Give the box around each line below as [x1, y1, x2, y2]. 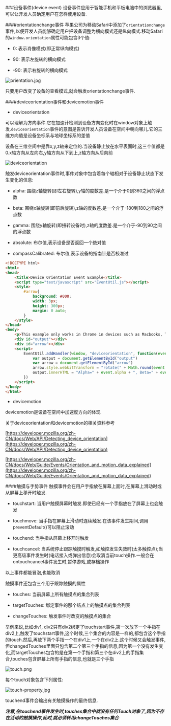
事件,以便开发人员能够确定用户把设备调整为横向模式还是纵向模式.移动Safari [5, 28, 163, 34]
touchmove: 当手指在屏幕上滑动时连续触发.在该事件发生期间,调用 [12, 517, 149, 523]
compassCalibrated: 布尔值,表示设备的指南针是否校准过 [12, 250, 129, 256]
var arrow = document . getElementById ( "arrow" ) [32, 360, 133, 366]
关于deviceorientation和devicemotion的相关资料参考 [5, 420, 115, 426]
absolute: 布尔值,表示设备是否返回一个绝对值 [12, 239, 106, 246]
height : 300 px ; [32, 303, 65, 309]
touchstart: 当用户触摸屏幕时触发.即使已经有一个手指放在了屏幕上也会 [12, 500, 159, 507]
